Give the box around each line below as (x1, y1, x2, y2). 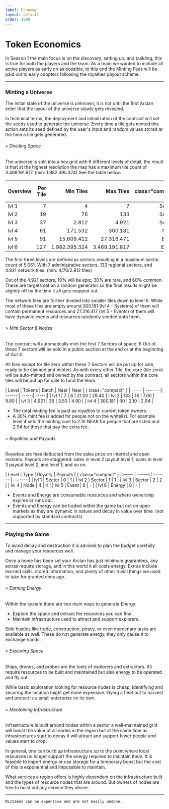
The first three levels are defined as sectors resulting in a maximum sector (5, 256, 159, 263)
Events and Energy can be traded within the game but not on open (12, 503, 150, 509)
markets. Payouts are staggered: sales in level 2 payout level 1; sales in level (5, 457, 162, 463)
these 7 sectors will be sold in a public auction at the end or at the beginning (5, 346, 163, 352)
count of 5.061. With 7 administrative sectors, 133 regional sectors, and (5, 262, 152, 268)
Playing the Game (5, 531, 49, 538)
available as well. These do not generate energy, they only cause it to (5, 631, 149, 637)
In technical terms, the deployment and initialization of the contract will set (5, 115, 159, 121)
